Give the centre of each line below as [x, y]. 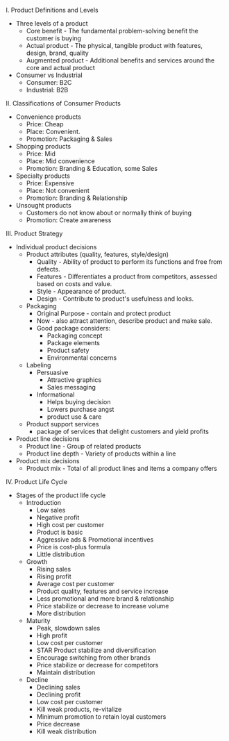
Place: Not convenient [58, 191]
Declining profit [59, 694]
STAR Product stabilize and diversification [96, 650]
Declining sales [58, 687]
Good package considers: [74, 328]
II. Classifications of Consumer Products [63, 103]
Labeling [39, 365]
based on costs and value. [74, 284]
